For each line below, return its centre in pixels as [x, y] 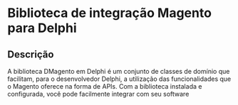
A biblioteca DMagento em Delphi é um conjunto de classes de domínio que [119, 71]
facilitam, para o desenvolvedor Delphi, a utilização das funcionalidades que [119, 79]
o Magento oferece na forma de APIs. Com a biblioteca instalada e [105, 86]
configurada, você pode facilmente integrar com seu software [98, 94]
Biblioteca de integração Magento [110, 13]
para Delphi [42, 28]
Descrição [31, 54]
